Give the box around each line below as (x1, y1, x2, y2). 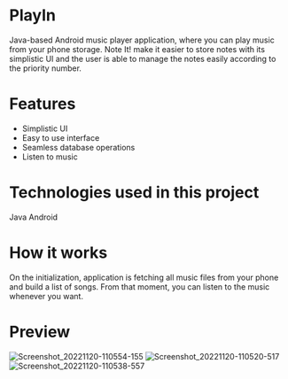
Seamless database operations (21, 142, 136, 152)
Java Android (9, 212, 58, 222)
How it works (9, 243, 108, 262)
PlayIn (9, 5, 56, 26)
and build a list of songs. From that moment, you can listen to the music (9, 281, 270, 292)
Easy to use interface (21, 132, 100, 143)
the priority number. (9, 63, 82, 73)
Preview (9, 321, 71, 342)
